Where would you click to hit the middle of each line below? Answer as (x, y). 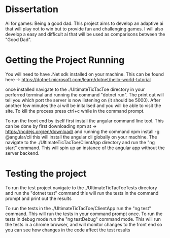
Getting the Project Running (65, 60)
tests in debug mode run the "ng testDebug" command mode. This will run (83, 219)
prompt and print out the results (39, 198)
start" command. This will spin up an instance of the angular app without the (85, 148)
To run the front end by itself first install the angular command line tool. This (84, 121)
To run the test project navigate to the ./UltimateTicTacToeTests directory (81, 188)
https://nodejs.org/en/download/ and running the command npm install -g (82, 131)
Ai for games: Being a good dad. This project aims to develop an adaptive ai (84, 23)
